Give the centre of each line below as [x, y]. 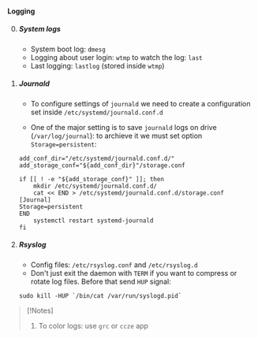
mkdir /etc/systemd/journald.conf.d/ [95, 186]
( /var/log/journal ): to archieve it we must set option [116, 136]
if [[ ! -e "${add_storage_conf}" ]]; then [92, 179]
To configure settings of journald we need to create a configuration [140, 103]
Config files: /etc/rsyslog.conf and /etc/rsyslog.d [114, 265]
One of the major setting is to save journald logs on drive [124, 127]
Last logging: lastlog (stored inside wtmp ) [97, 65]
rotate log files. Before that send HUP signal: [101, 281]
